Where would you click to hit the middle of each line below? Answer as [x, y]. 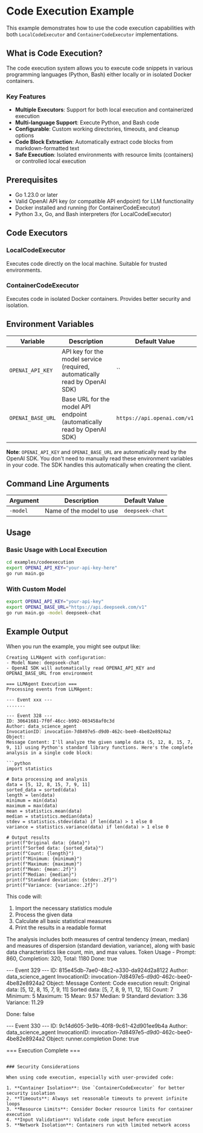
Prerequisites [32, 180]
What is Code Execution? [54, 54]
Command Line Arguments [58, 484]
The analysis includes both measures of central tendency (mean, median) [98, 939]
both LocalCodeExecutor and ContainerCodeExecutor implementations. [92, 34]
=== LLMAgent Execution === [42, 684]
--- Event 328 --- [29, 715]
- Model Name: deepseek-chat [43, 663]
